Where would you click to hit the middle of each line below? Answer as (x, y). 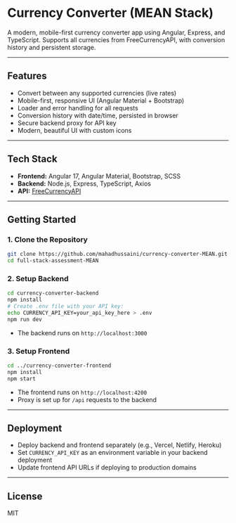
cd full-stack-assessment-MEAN (53, 261)
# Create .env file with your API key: (66, 306)
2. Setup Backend (38, 278)
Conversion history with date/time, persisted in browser (98, 115)
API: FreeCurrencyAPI (49, 191)
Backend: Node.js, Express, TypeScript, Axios (84, 183)
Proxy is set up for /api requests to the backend (87, 399)
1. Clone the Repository (47, 239)
